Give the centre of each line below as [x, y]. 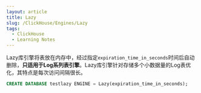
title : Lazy [21, 17]
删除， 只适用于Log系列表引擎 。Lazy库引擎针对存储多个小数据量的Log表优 [99, 65]
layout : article [27, 12]
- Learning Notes [34, 40]
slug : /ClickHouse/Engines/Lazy [47, 23]
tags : [13, 28]
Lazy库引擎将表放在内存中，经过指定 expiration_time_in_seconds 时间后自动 [100, 57]
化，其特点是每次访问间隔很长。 [46, 72]
